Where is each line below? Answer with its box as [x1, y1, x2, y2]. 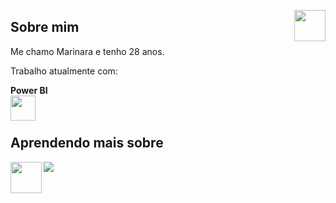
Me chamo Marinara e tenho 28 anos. [10, 45, 165, 57]
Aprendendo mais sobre [10, 135, 164, 152]
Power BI [10, 84, 48, 96]
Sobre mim [10, 19, 80, 36]
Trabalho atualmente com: [10, 65, 118, 77]
